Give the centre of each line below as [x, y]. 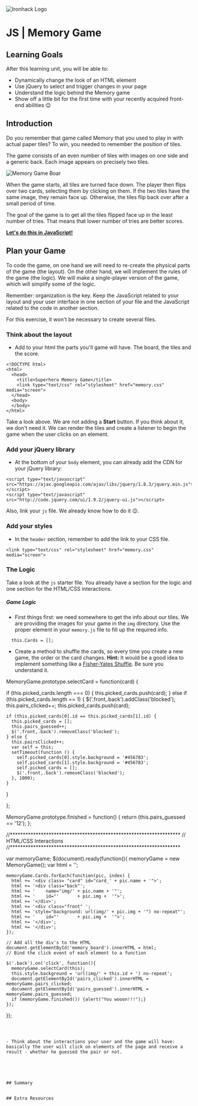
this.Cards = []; [33, 640]
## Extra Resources [30, 1098]
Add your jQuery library [41, 449]
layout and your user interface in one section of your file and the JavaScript [98, 302]
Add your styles [29, 526]
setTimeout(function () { [43, 752]
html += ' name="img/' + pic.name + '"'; [67, 891]
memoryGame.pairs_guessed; [39, 994]
